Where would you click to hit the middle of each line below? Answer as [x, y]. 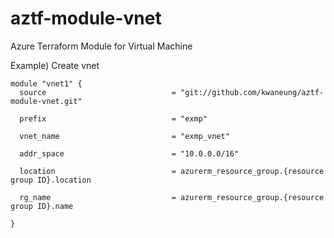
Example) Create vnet [55, 65]
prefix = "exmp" [113, 118]
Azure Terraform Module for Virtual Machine [101, 46]
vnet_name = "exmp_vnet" [124, 136]
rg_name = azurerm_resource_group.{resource [172, 197]
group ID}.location [51, 180]
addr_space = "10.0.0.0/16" [129, 153]
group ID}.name [42, 206]
